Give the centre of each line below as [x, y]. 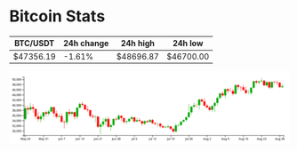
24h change [86, 44]
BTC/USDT [35, 44]
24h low [188, 44]
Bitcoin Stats [57, 16]
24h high [138, 44]
